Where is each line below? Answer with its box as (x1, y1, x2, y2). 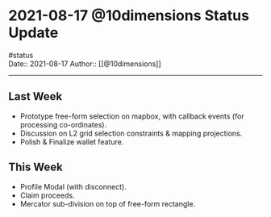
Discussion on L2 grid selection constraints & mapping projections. (19, 128, 243, 138)
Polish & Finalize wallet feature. (19, 136, 124, 147)
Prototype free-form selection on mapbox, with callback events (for (19, 111, 244, 121)
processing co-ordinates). (19, 119, 107, 129)
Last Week (8, 90, 63, 103)
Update (8, 23, 59, 42)
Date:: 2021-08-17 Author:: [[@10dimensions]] (8, 59, 161, 69)
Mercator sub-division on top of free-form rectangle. (19, 198, 196, 208)
